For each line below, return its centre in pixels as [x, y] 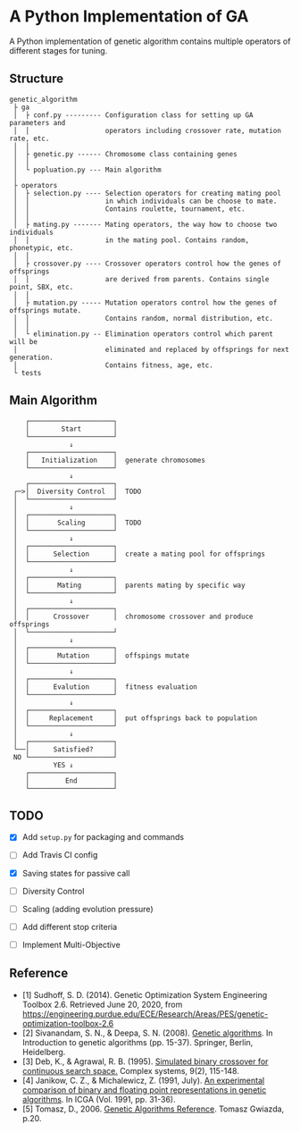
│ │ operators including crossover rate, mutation [147, 130]
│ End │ [71, 780]
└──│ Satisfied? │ [65, 749]
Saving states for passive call [76, 873]
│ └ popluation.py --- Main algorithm [87, 170]
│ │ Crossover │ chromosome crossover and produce [133, 616]
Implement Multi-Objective [71, 944]
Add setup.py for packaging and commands [103, 837]
